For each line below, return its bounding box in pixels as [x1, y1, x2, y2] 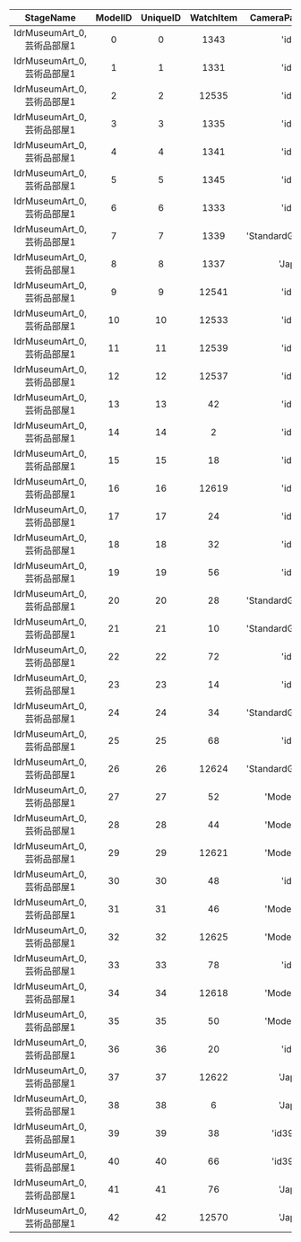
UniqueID [140, 12, 182, 23]
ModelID [95, 12, 133, 23]
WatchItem [189, 12, 238, 23]
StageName [24, 12, 76, 23]
